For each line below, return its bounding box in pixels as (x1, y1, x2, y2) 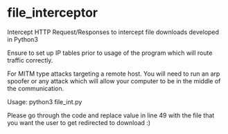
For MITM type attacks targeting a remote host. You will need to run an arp (7, 69, 220, 78)
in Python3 (7, 35, 38, 43)
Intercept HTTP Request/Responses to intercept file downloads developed (7, 28, 220, 36)
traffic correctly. (7, 56, 53, 64)
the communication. (7, 84, 64, 92)
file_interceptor (7, 5, 98, 21)
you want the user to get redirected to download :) (7, 118, 151, 126)
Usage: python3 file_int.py (7, 97, 82, 106)
